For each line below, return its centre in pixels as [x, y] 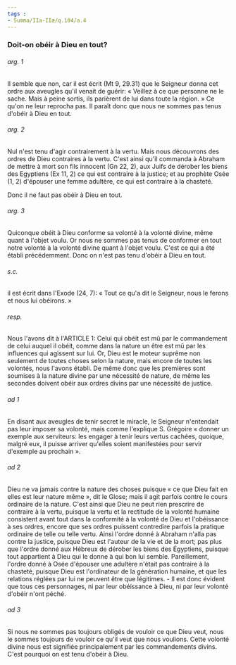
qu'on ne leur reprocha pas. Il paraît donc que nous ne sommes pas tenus [114, 106]
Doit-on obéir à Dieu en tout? [57, 45]
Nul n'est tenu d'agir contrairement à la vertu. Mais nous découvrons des [113, 151]
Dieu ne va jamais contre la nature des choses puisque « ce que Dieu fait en [118, 489]
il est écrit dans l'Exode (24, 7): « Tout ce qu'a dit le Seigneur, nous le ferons [118, 293]
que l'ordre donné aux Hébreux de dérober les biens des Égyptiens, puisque [118, 549]
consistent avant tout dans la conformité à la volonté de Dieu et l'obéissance [118, 519]
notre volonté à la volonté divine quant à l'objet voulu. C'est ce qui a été [111, 248]
